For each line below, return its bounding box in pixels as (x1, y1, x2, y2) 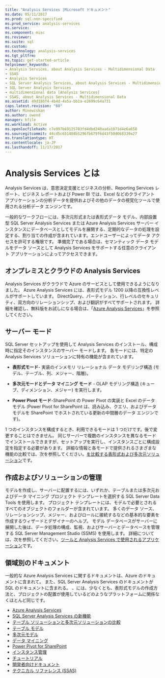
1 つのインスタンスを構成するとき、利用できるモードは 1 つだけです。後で (5, 426, 153, 432)
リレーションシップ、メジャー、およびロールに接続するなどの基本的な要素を (5, 512, 160, 518)
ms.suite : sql (5, 39, 34, 44)
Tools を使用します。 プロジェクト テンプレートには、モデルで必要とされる (5, 499, 157, 506)
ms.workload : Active (5, 122, 48, 127)
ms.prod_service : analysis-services (5, 21, 80, 26)
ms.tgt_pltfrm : (5, 53, 36, 58)
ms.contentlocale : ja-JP (5, 140, 56, 146)
